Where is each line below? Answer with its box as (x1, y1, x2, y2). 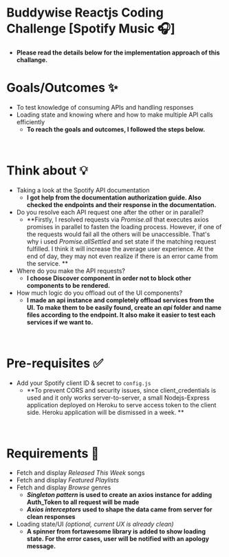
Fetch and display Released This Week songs (16, 468, 145, 477)
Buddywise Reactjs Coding (6, 5, 164, 21)
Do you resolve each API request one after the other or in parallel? (16, 208, 204, 216)
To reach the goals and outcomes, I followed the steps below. (26, 125, 206, 133)
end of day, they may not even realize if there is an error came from (26, 252, 218, 260)
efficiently (16, 117, 45, 126)
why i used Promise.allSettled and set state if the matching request (26, 237, 217, 246)
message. (26, 542, 56, 550)
